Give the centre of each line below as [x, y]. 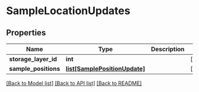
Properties [26, 33]
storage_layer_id [33, 59]
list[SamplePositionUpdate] [106, 69]
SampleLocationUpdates [68, 11]
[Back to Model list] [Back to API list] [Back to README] [74, 83]
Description [168, 49]
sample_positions [35, 69]
